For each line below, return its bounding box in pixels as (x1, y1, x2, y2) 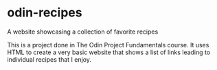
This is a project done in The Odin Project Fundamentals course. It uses (7, 40, 209, 49)
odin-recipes (7, 5, 82, 21)
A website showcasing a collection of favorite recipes (7, 27, 159, 36)
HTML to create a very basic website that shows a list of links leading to (7, 48, 211, 56)
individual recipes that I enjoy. (7, 55, 91, 63)
